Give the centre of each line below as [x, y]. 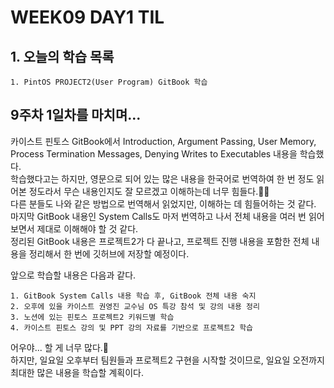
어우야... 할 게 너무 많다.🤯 [59, 347]
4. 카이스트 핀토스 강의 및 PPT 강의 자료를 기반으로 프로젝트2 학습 [132, 327]
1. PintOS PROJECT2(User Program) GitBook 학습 [109, 82]
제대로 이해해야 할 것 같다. [87, 228]
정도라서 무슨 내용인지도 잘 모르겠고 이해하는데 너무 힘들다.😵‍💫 [149, 191]
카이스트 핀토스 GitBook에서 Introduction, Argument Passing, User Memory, [163, 141]
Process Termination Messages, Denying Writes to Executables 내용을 [154, 153]
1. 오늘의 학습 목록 [62, 56]
